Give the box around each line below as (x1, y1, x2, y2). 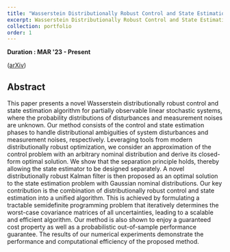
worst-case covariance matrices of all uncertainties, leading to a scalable (7, 208, 214, 216)
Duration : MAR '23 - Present (7, 48, 91, 56)
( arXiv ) (7, 61, 27, 69)
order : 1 (7, 29, 32, 36)
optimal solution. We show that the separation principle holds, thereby (21, 157, 220, 166)
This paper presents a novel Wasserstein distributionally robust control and (7, 99, 219, 108)
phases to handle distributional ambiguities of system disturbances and (7, 128, 209, 137)
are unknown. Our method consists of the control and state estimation (7, 121, 205, 129)
